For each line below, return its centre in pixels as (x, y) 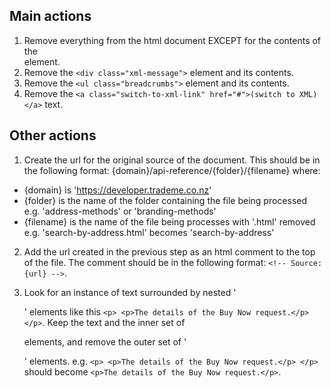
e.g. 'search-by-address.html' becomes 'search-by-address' (149, 232)
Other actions (53, 135)
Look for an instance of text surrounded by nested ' (130, 292)
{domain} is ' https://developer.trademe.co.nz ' (117, 190)
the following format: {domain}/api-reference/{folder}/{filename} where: (172, 170)
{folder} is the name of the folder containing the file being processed (165, 200)
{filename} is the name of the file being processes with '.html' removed (169, 221)
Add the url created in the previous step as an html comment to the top (169, 251)
